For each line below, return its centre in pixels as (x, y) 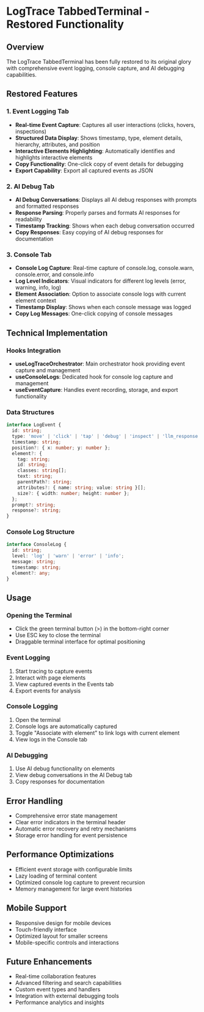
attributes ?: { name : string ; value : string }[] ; (82, 488)
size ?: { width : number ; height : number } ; (74, 493)
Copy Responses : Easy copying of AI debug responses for (89, 232)
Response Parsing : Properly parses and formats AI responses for (97, 212)
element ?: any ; (31, 573)
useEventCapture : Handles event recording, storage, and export (97, 389)
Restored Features (42, 94)
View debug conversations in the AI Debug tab (74, 775)
